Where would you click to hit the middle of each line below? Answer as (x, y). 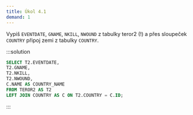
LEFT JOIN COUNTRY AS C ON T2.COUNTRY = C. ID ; (65, 95)
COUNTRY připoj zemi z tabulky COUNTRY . (53, 40)
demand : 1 (18, 17)
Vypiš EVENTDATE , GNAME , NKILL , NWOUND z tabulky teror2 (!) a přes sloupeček (96, 34)
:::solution (18, 51)
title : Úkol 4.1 (26, 11)
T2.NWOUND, (20, 79)
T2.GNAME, (18, 68)
